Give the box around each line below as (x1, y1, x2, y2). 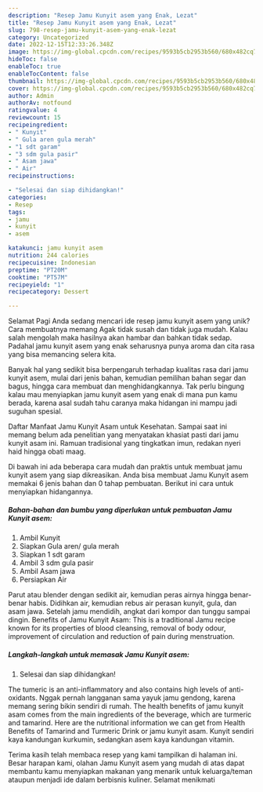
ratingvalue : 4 (8, 107, 58, 115)
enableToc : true (8, 63, 61, 71)
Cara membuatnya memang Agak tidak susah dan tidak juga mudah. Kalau (8, 325, 248, 334)
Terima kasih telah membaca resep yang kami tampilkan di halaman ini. (8, 750, 238, 760)
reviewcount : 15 (8, 114, 61, 122)
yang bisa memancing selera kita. (8, 350, 117, 360)
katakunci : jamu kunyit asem (8, 244, 103, 252)
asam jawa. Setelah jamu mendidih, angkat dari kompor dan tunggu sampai (8, 607, 250, 616)
